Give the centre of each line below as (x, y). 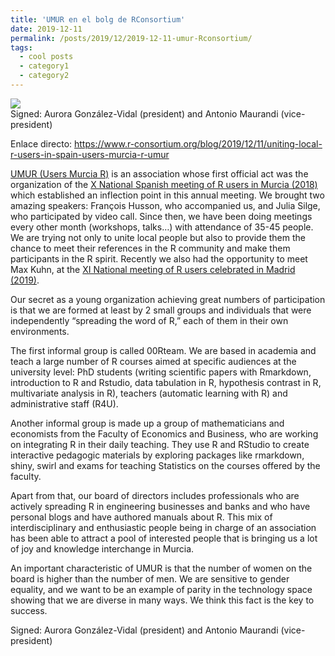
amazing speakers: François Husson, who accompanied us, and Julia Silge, (165, 205)
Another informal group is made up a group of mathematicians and (147, 423)
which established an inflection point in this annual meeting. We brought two (167, 195)
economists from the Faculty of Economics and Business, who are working (164, 433)
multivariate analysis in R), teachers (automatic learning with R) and (149, 393)
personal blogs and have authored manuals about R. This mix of (141, 517)
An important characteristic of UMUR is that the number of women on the (161, 568)
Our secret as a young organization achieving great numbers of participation (168, 299)
